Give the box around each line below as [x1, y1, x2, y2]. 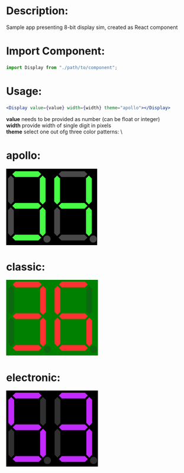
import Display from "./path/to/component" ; [6, 64, 118, 70]
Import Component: [6, 44, 105, 58]
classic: [6, 260, 46, 273]
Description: [6, 4, 69, 18]
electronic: [6, 371, 61, 384]
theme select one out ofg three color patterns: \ [6, 128, 123, 135]
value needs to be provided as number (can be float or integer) [6, 115, 160, 122]
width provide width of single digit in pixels [6, 122, 111, 129]
